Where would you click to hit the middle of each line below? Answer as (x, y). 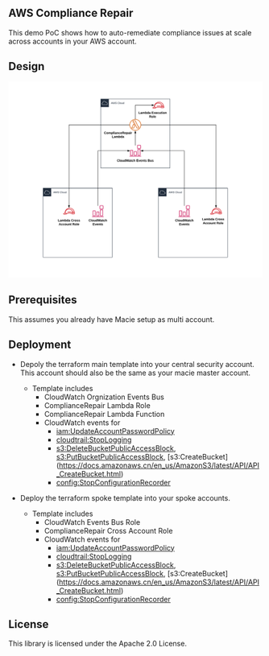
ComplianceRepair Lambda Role (97, 405)
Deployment (40, 345)
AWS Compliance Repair (71, 13)
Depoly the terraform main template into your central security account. (137, 364)
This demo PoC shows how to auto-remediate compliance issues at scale (130, 32)
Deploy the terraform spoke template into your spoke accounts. (125, 497)
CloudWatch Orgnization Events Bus (104, 397)
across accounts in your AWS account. (72, 41)
